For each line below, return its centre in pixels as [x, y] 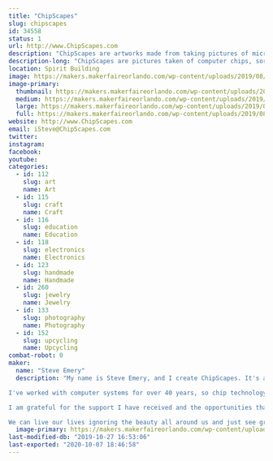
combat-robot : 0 [36, 355]
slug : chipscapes [38, 24]
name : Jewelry [47, 303]
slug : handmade [49, 273]
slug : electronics [54, 250]
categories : [28, 167]
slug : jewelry [47, 295]
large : [27, 106]
